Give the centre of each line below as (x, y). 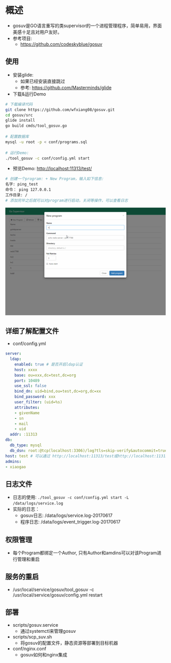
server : (13, 354)
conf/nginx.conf (30, 648)
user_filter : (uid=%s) (38, 402)
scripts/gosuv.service (35, 625)
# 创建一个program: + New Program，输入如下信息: (55, 179)
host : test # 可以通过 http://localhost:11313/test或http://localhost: (81, 456)
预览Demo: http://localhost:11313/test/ (52, 169)
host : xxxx (26, 370)
